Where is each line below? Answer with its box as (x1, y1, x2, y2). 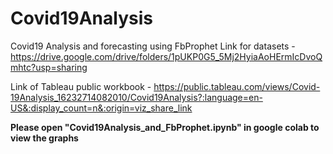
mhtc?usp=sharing (10, 61, 88, 73)
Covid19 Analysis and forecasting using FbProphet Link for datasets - (10, 40, 296, 52)
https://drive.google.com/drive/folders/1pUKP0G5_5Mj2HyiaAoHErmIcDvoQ (10, 50, 323, 62)
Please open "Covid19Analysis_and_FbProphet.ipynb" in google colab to (10, 121, 320, 133)
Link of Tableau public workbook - (10, 80, 152, 92)
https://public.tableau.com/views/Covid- (153, 80, 321, 92)
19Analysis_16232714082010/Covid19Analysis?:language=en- (10, 91, 263, 103)
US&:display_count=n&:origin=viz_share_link (10, 102, 193, 114)
